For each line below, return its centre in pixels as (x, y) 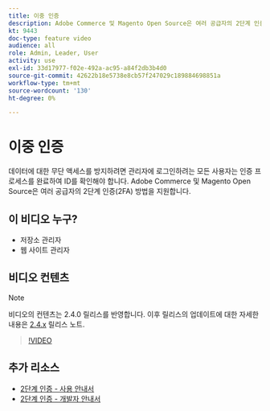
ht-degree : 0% (32, 98)
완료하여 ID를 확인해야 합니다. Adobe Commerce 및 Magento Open (143, 181)
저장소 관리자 (41, 240)
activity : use (32, 61)
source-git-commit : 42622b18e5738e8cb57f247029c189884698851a (115, 76)
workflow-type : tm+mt (45, 83)
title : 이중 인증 (34, 16)
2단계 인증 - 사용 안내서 (57, 388)
